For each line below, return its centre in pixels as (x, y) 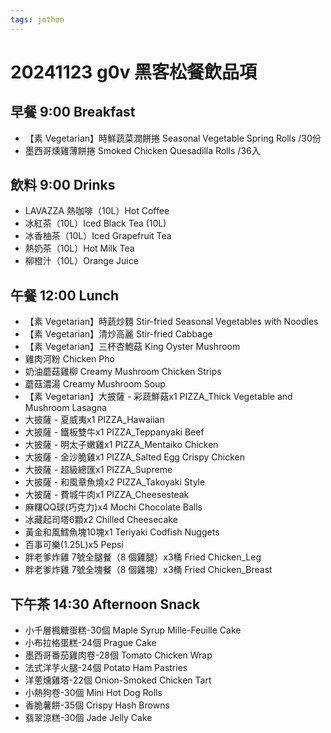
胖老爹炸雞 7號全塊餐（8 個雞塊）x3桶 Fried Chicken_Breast (148, 570)
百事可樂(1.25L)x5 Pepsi (74, 545)
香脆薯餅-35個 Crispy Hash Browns (97, 705)
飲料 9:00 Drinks (63, 185)
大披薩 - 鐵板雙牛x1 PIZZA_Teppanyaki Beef (114, 432)
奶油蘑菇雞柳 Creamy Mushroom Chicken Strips (123, 372)
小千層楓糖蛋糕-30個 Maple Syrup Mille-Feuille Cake (133, 630)
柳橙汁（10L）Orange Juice (81, 261)
